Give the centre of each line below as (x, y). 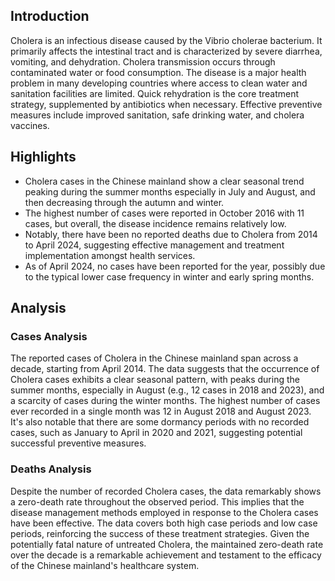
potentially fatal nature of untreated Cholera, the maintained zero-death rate (167, 544)
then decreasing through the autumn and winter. (124, 202)
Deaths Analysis (51, 469)
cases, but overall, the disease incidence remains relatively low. (155, 223)
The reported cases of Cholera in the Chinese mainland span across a (154, 358)
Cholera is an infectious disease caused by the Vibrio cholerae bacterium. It (166, 40)
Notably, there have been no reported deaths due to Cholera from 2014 (171, 234)
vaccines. (30, 125)
